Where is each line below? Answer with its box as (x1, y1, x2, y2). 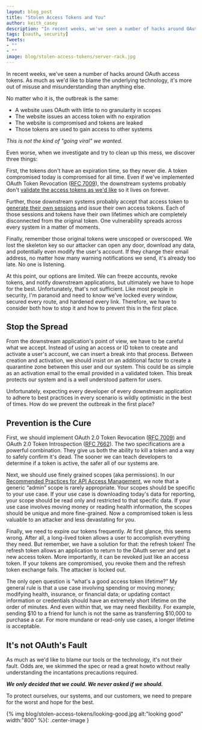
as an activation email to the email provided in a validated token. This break (6, 370, 192, 377)
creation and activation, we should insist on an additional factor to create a (6, 357, 191, 364)
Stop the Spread (6, 322, 68, 332)
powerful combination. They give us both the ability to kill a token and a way (6, 447, 195, 454)
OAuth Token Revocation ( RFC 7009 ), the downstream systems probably (6, 179, 186, 187)
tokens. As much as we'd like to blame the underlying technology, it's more (6, 76, 192, 84)
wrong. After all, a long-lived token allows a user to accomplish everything (6, 534, 190, 541)
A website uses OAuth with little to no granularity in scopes (14, 106, 161, 113)
